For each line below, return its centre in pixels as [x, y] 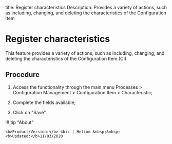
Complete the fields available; [44, 102]
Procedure [23, 75]
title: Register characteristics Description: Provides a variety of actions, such [86, 7]
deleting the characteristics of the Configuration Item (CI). [66, 58]
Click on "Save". [30, 112]
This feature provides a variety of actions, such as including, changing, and [85, 53]
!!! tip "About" [20, 122]
